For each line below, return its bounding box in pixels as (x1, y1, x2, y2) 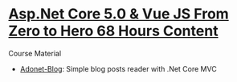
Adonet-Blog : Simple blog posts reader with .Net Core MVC (19, 64, 217, 73)
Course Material (8, 48, 62, 58)
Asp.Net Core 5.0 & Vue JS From (8, 5, 229, 23)
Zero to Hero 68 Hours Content (8, 22, 219, 40)
